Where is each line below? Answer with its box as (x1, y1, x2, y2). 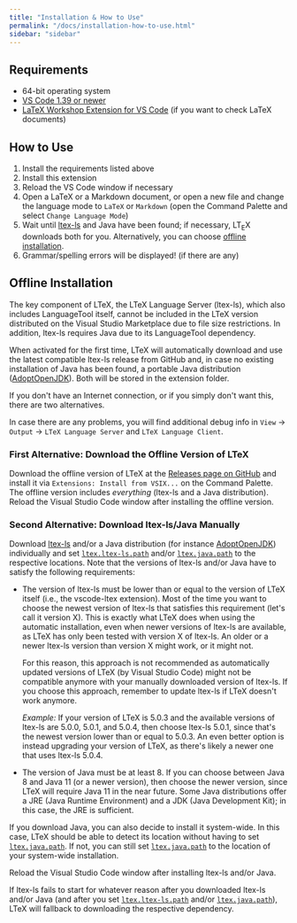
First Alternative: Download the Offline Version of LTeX (9, 448, 249, 461)
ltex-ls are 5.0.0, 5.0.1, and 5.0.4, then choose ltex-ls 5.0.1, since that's (21, 722, 277, 733)
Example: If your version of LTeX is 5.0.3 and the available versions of (21, 712, 276, 723)
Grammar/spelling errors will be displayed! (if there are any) (21, 250, 240, 260)
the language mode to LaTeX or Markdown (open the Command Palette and (21, 201, 288, 211)
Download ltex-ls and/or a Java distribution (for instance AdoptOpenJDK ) (9, 539, 277, 549)
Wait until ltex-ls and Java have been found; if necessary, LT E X (21, 220, 251, 232)
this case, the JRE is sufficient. (21, 805, 134, 816)
